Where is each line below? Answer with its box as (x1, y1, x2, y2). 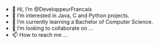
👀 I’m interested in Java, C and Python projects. (11, 12, 130, 19)
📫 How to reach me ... (11, 32, 68, 38)
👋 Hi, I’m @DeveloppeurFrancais (11, 6, 92, 12)
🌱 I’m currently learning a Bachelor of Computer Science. (11, 18, 154, 25)
